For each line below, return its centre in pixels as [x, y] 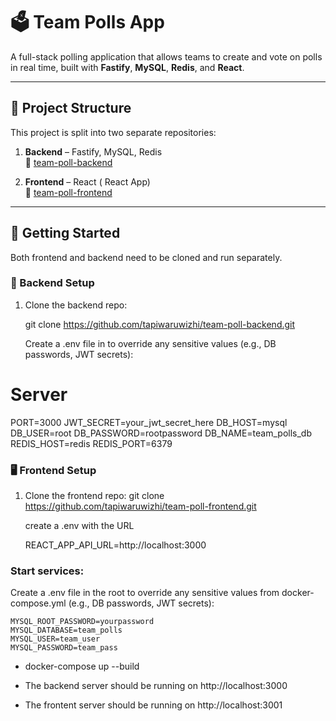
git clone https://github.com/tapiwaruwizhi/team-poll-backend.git [160, 324]
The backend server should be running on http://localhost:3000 [156, 686]
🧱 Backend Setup [52, 283]
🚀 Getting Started [65, 233]
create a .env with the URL [79, 526]
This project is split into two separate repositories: [113, 132]
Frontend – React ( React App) [87, 181]
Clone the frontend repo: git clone [94, 496]
